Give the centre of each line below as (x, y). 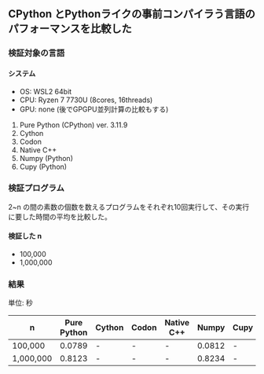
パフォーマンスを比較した (70, 29)
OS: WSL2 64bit (46, 91)
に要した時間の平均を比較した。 (60, 216)
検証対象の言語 (37, 53)
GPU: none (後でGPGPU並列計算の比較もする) (94, 109)
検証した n (25, 236)
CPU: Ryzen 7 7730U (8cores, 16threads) (86, 100)
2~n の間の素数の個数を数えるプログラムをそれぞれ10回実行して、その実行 (129, 207)
